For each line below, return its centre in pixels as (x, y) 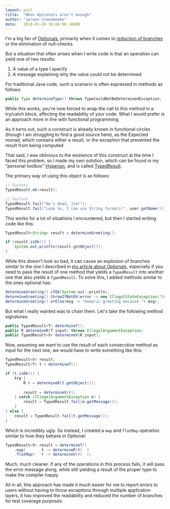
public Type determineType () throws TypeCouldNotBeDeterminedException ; (83, 99)
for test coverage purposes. (34, 501)
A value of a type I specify (40, 69)
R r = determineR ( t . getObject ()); (60, 383)
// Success (17, 185)
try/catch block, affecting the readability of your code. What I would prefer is (85, 114)
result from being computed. (35, 146)
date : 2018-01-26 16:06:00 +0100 (43, 24)
